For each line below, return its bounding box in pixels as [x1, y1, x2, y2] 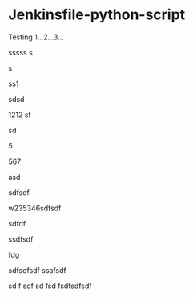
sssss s [8, 47, 34, 57]
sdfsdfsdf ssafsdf [8, 265, 66, 275]
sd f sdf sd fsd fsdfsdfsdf [8, 281, 92, 291]
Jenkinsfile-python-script [8, 6, 186, 24]
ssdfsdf [8, 234, 34, 244]
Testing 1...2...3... [8, 32, 64, 42]
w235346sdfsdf [8, 203, 62, 213]
